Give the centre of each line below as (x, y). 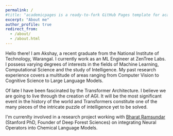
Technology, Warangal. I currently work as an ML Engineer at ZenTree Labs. (86, 59)
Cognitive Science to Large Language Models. (54, 81)
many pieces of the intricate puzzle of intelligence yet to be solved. (76, 107)
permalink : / (19, 10)
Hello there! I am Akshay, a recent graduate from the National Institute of (82, 53)
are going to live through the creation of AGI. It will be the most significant (84, 96)
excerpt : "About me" (28, 20)
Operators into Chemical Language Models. (51, 128)
